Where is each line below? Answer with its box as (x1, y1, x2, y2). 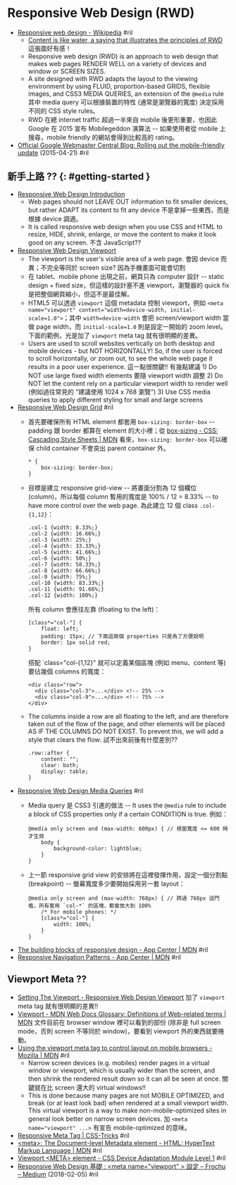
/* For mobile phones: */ (41, 908, 118, 915)
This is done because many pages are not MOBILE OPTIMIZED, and (27, 1091, 224, 1100)
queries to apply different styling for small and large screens (27, 395, 203, 404)
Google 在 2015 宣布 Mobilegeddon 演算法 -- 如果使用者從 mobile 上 (27, 124, 226, 132)
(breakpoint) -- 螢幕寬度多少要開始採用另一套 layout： (27, 879, 185, 888)
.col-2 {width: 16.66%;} (27, 530, 101, 537)
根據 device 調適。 (27, 214, 82, 223)
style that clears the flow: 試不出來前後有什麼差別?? (27, 735, 178, 744)
